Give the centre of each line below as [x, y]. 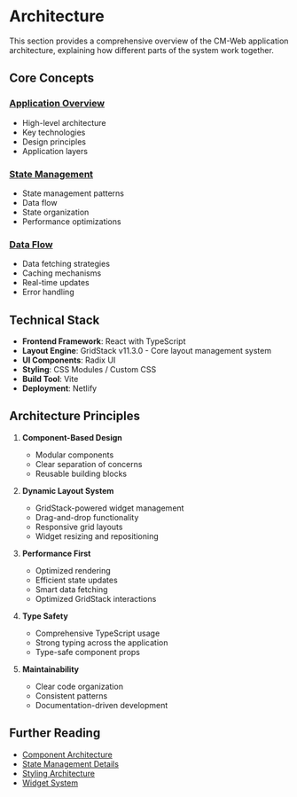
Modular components [74, 455]
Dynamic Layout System [68, 490]
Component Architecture [67, 754]
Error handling [48, 292]
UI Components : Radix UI [69, 360]
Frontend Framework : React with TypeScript [104, 341]
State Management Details [70, 763]
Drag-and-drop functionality [87, 517]
